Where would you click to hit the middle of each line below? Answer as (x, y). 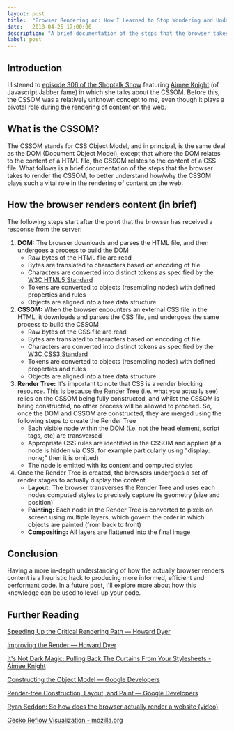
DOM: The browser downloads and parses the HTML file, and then (113, 242)
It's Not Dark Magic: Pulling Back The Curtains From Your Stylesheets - (109, 659)
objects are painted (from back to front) (84, 524)
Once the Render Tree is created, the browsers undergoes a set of (112, 473)
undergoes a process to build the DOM (73, 250)
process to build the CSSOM (58, 324)
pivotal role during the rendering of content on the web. (87, 107)
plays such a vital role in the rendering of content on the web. (95, 183)
